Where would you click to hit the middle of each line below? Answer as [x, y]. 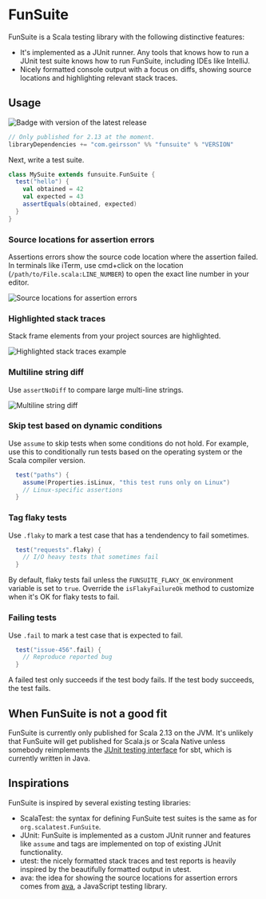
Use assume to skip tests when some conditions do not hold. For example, [129, 443]
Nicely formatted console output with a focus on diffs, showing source [135, 69]
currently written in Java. [49, 758]
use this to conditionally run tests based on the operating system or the [125, 451]
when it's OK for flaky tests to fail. [64, 597]
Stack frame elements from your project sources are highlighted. [115, 336]
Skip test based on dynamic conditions [85, 426]
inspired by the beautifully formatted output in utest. [105, 869]
